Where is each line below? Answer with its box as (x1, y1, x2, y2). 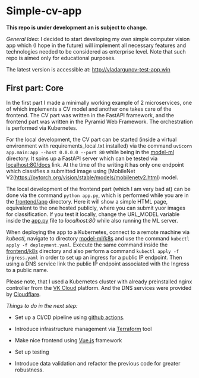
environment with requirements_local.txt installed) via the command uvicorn (6, 142, 192, 149)
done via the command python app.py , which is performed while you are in (6, 192, 189, 199)
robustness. (14, 366, 45, 373)
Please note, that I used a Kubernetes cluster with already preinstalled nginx (6, 278, 192, 285)
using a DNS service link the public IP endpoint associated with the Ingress (6, 260, 189, 267)
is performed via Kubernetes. (6, 124, 78, 132)
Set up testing (14, 348, 49, 355)
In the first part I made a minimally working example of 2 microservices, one (6, 99, 192, 106)
